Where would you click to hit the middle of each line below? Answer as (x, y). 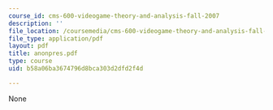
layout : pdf (28, 46)
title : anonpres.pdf (43, 53)
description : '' (36, 23)
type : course (30, 61)
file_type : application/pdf (56, 38)
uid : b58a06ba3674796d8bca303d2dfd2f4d (76, 69)
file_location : (34, 31)
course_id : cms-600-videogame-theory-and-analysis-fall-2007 (114, 16)
